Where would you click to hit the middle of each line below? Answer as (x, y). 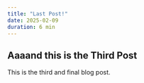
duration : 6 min (31, 27)
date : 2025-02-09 (33, 20)
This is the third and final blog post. (59, 72)
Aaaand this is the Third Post (72, 55)
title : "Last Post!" (38, 14)
